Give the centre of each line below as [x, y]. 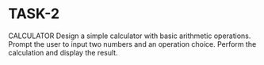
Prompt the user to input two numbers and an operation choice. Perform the [132, 44]
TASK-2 [34, 14]
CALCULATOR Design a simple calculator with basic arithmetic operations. [130, 36]
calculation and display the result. [63, 52]
